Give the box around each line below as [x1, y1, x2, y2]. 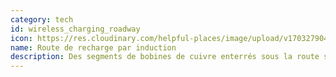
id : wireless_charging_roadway [10, 24, 141, 34]
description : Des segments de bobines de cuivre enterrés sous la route [10, 52, 320, 62]
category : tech [10, 14, 74, 25]
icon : [10, 33, 33, 43]
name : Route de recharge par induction [10, 42, 177, 53]
